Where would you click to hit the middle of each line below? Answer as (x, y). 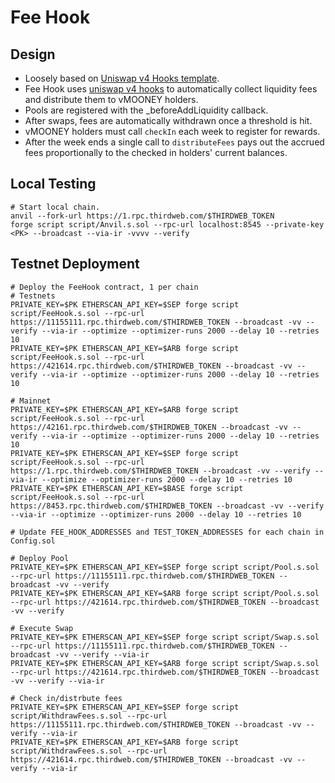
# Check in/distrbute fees (66, 698)
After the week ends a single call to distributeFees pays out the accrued (174, 142)
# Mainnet (31, 401)
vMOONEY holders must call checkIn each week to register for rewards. (172, 131)
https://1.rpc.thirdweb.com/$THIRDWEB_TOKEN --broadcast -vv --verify (160, 471)
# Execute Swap (42, 628)
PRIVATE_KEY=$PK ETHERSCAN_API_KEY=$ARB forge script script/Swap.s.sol (165, 663)
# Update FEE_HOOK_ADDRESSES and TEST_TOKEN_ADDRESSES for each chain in (167, 532)
